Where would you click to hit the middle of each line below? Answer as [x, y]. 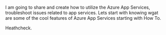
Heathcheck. [19, 28]
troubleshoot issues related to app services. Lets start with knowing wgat [82, 13]
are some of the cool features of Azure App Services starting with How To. [83, 18]
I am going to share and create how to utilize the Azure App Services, [78, 7]
